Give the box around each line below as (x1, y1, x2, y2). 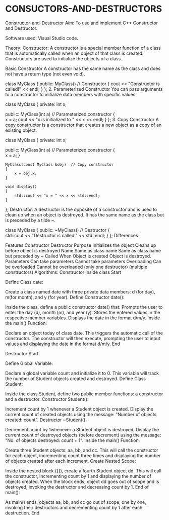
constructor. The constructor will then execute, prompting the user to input (5, 335, 160, 341)
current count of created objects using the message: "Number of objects (5, 411, 157, 417)
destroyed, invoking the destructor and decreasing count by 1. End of (5, 484, 149, 490)
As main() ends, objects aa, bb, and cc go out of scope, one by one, (5, 499, 146, 505)
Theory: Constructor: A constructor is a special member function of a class (5, 45, 161, 51)
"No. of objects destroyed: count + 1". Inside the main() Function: (5, 437, 140, 443)
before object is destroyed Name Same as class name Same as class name (5, 247, 161, 253)
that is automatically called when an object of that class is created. (5, 50, 144, 56)
